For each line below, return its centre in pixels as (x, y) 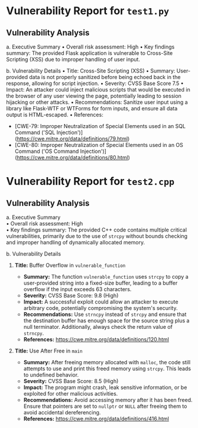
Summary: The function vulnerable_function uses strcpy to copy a (106, 277)
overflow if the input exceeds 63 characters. (77, 289)
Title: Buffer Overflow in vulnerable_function (70, 265)
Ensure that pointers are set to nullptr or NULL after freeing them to (105, 406)
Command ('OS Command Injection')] (60, 151)
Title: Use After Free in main (48, 351)
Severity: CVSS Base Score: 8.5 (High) (71, 381)
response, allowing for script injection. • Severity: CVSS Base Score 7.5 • (95, 83)
